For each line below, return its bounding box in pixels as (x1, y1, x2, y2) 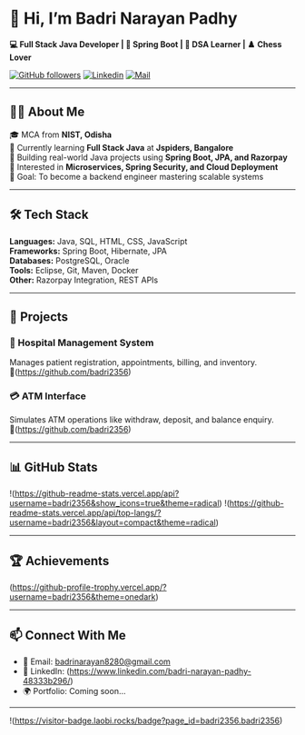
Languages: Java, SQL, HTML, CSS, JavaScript (9, 235, 188, 246)
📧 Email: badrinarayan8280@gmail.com (22, 656, 171, 667)
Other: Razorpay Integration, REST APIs (9, 274, 159, 285)
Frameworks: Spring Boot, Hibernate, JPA (9, 245, 168, 256)
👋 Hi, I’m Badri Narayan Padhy (9, 8, 238, 29)
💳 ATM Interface (9, 390, 86, 402)
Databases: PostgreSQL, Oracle (9, 254, 130, 266)
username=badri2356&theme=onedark (9, 591, 156, 602)
